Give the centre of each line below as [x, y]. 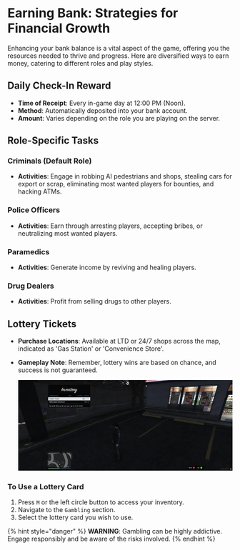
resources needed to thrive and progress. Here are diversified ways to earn [118, 56]
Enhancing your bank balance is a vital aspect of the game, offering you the [119, 48]
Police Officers [34, 210]
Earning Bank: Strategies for [93, 13]
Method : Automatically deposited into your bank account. [102, 110]
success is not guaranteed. [57, 370]
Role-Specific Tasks [53, 141]
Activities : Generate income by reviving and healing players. [107, 267]
